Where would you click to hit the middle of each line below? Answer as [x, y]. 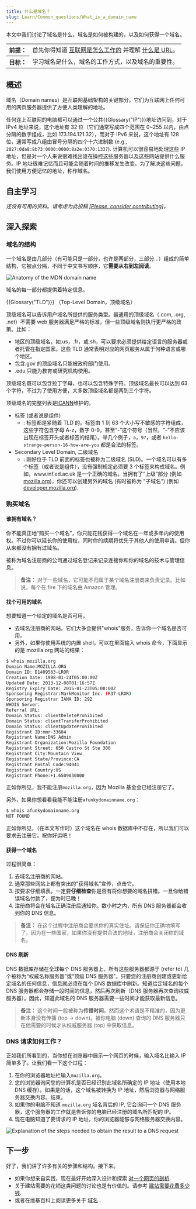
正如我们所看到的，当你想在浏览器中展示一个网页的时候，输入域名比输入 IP [96, 1055]
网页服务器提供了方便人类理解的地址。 [62, 107]
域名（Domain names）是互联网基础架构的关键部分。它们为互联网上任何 [93, 100]
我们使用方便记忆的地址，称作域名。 [50, 171]
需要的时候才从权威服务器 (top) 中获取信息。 [84, 1025]
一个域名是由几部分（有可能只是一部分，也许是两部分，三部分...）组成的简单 [98, 259]
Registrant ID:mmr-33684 [36, 732]
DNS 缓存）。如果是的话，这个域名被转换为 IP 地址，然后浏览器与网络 [97, 1090]
